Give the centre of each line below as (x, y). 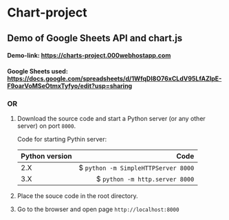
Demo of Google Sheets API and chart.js (95, 38)
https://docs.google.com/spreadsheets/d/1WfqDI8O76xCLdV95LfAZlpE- (115, 78)
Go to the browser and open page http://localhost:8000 (98, 209)
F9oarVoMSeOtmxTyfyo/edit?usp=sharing (70, 86)
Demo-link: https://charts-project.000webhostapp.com (89, 56)
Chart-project (47, 13)
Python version (46, 156)
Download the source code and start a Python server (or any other (111, 119)
